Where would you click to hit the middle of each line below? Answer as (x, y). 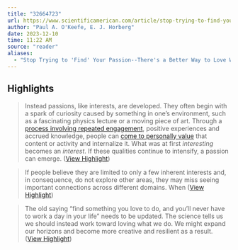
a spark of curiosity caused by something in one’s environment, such (125, 113)
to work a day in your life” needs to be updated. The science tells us (124, 216)
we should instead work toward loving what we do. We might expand (125, 223)
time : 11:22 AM (30, 40)
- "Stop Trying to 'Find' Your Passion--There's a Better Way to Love (120, 60)
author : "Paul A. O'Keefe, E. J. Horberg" (71, 27)
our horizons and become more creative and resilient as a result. (119, 231)
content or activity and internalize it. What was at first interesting (119, 143)
